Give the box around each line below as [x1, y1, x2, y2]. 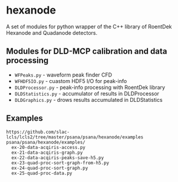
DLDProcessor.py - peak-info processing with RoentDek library [14, 84, 166, 91]
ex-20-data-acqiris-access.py [11, 144, 85, 150]
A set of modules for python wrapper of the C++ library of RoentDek [6, 23, 172, 30]
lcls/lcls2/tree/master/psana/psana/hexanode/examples [6, 134, 144, 140]
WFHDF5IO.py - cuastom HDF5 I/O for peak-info [14, 77, 127, 84]
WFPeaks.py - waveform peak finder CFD [14, 71, 113, 78]
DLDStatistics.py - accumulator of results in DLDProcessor [14, 90, 160, 97]
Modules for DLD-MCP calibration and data [6, 47, 167, 57]
